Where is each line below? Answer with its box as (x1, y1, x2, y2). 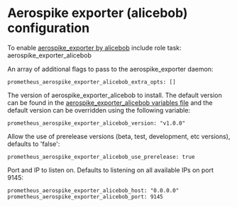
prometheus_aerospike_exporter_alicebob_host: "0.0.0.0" (7, 186, 180, 194)
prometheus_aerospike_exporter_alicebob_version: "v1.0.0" (7, 119, 186, 127)
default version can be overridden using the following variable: (7, 106, 190, 114)
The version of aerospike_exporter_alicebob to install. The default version (7, 91, 222, 99)
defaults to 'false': (7, 140, 60, 148)
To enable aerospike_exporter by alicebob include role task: (7, 43, 182, 52)
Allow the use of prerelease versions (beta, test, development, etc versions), (7, 132, 231, 140)
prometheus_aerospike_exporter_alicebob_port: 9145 (7, 193, 163, 200)
